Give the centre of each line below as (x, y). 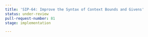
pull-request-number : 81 (30, 18)
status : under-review (27, 14)
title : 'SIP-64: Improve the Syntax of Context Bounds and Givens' (75, 9)
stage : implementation (28, 23)
